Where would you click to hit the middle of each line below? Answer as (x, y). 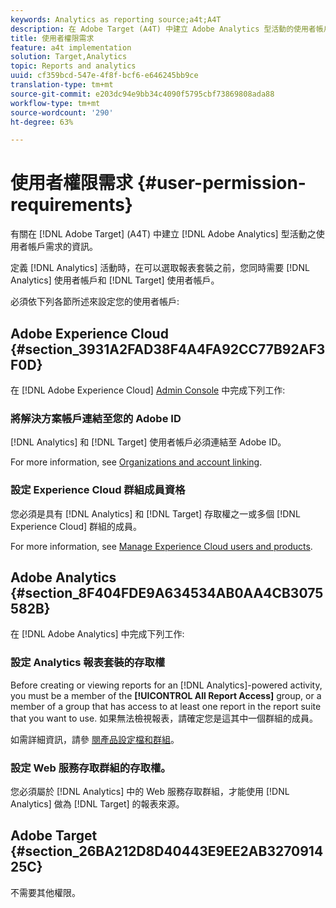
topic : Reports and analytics (73, 66)
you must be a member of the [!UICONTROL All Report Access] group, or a (166, 695)
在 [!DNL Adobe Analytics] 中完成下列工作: (97, 634)
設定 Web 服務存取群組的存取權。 (91, 768)
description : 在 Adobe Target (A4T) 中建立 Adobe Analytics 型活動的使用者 (163, 29)
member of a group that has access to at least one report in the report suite (166, 706)
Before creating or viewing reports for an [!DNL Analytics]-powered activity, (166, 685)
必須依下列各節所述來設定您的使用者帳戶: (95, 302)
